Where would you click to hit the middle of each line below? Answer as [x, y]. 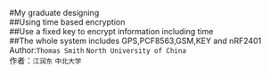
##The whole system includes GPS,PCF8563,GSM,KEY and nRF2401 [135, 41]
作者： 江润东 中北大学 [45, 60]
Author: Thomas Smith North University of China [98, 50]
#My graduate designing [54, 13]
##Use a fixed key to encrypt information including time [111, 31]
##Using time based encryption [67, 22]
